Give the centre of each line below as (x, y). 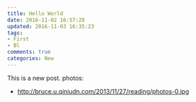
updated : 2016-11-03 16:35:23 (51, 26)
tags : (15, 33)
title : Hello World (35, 13)
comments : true (29, 52)
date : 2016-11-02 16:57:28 (46, 20)
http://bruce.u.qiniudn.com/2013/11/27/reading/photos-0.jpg (103, 91)
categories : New (30, 59)
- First (18, 39)
